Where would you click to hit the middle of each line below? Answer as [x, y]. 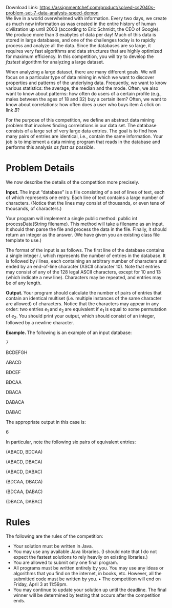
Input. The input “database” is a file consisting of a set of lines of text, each [85, 192]
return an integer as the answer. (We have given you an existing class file [83, 234]
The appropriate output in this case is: [46, 422]
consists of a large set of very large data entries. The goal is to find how [82, 131]
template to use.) [24, 240]
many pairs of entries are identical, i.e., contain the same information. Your [84, 136]
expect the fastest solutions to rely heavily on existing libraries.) [80, 557]
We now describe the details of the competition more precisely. [73, 182]
